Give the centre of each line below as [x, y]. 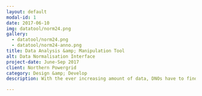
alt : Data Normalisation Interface [51, 56]
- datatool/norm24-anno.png [47, 46]
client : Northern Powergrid [41, 67]
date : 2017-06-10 [28, 23]
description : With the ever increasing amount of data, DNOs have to [95, 79]
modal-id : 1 [21, 17]
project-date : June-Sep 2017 [43, 62]
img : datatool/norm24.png [38, 28]
